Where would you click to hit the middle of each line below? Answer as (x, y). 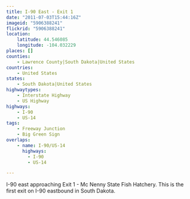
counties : (19, 56)
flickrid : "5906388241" (36, 28)
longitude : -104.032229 (47, 46)
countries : (20, 67)
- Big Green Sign (39, 135)
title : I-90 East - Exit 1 (40, 12)
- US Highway (33, 101)
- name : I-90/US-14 (41, 145)
